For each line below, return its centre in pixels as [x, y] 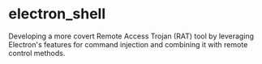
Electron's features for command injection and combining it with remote [128, 44]
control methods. [37, 53]
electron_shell [57, 14]
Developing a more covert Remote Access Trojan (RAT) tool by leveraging [131, 36]
